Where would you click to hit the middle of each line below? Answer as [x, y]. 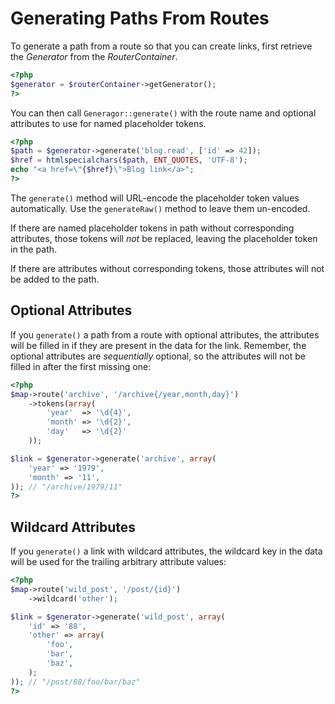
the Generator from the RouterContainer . [94, 56]
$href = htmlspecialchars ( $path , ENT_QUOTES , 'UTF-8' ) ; [129, 160]
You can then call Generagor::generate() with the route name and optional [163, 113]
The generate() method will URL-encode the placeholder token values [155, 198]
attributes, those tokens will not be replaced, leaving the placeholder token [164, 238]
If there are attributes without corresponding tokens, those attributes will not [167, 268]
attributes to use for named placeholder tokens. [108, 123]
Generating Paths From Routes [140, 18]
